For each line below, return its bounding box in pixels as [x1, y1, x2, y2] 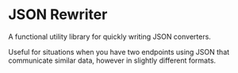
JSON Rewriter [8, 6, 108, 24]
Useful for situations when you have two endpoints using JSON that [8, 47, 230, 56]
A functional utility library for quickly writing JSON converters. [8, 32, 212, 41]
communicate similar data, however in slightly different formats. [8, 56, 217, 65]
